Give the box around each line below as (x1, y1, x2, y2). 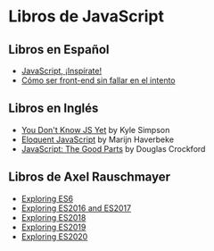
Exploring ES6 (21, 193, 73, 204)
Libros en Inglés (8, 101, 99, 116)
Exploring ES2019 (21, 222, 86, 232)
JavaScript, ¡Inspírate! (21, 65, 103, 76)
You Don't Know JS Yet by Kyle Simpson (21, 124, 170, 135)
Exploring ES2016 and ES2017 (21, 203, 131, 213)
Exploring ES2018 (21, 212, 86, 222)
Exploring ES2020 (21, 230, 88, 242)
